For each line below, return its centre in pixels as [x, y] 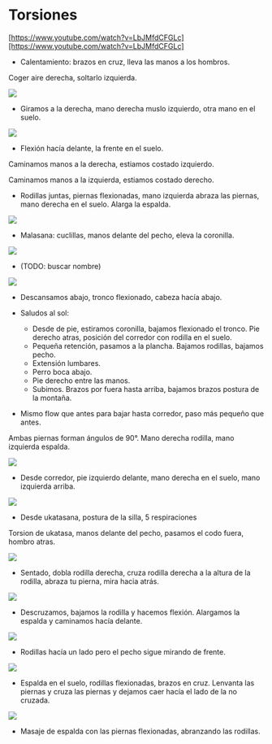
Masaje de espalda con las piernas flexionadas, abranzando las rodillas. [140, 731]
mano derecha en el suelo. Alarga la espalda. [95, 204]
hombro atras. [32, 542]
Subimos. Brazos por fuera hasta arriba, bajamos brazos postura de [146, 389]
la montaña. [52, 398]
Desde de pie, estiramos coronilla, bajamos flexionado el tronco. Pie [146, 328]
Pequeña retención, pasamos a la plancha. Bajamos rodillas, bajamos [148, 346]
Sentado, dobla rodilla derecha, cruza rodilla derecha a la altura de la [135, 572]
